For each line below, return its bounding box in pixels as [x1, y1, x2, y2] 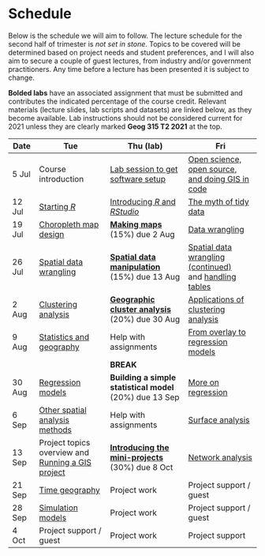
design [39, 228, 65, 239]
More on [188, 377, 219, 388]
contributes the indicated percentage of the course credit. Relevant [8, 96, 227, 106]
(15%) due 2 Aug [110, 228, 175, 239]
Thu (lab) [127, 140, 163, 151]
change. [8, 73, 35, 82]
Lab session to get [110, 163, 178, 175]
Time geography [39, 484, 101, 495]
